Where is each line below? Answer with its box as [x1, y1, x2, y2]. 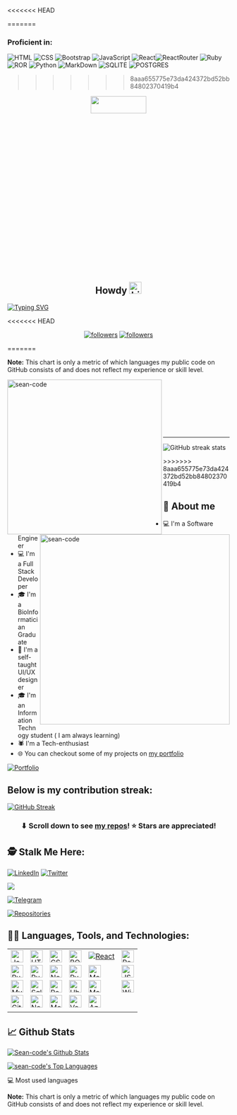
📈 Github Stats [7, 1026, 75, 1038]
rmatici [17, 616, 38, 624]
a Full [17, 560, 34, 568]
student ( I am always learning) [30, 732, 121, 740]
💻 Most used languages [7, 1076, 78, 1085]
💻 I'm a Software [163, 519, 214, 528]
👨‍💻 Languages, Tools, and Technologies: [7, 930, 190, 942]
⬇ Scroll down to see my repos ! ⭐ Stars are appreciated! [20, 821, 217, 831]
